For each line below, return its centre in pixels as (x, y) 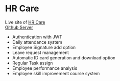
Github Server (19, 27)
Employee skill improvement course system (56, 73)
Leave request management (40, 53)
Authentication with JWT (37, 37)
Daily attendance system (37, 42)
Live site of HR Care (25, 22)
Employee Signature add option (44, 47)
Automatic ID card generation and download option (64, 57)
